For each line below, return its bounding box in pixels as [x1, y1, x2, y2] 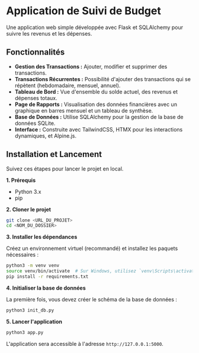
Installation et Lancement [6, 149, 102, 159]
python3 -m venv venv [6, 262, 60, 269]
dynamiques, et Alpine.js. [14, 132, 77, 139]
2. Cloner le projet [6, 206, 52, 213]
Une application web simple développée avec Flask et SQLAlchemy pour [6, 24, 184, 31]
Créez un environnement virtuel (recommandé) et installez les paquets [6, 245, 178, 252]
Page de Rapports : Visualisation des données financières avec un [14, 101, 178, 108]
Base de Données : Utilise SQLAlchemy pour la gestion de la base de [14, 113, 184, 120]
